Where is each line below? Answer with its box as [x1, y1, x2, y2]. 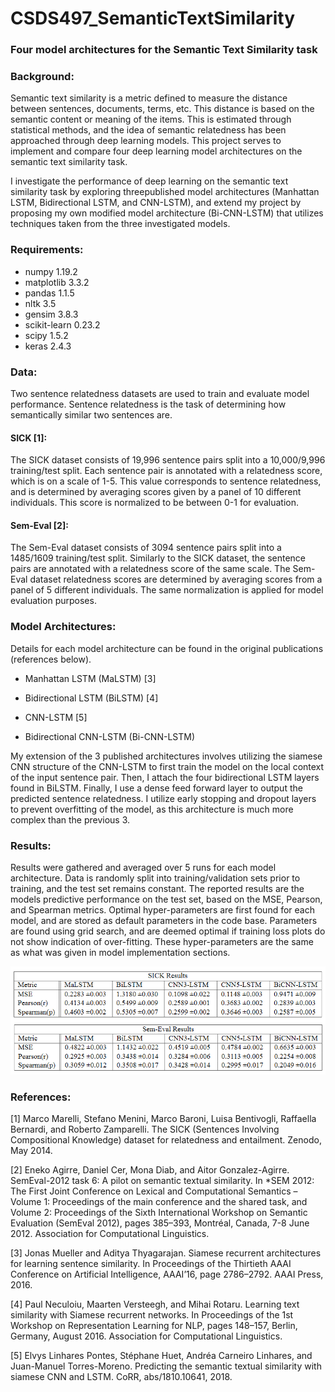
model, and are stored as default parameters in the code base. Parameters [10, 915, 318, 926]
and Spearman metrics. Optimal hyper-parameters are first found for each [10, 904, 315, 916]
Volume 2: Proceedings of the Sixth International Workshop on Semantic [10, 1207, 308, 1219]
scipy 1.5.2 [24, 329, 69, 341]
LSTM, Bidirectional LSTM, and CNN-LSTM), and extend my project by [10, 197, 302, 209]
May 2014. [10, 1145, 53, 1157]
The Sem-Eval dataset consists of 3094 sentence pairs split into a [10, 542, 282, 554]
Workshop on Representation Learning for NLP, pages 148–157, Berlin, [10, 1320, 298, 1332]
